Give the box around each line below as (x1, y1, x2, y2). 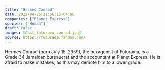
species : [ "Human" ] (5, 21, 46, 26)
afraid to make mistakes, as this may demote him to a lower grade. (5, 59, 142, 65)
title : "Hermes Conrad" (5, 7, 55, 12)
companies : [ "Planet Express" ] (5, 16, 70, 21)
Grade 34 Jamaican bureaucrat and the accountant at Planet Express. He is (5, 54, 161, 60)
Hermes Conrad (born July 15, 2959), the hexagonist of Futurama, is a (5, 48, 149, 55)
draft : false (5, 26, 32, 31)
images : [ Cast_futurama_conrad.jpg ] (5, 30, 81, 35)
